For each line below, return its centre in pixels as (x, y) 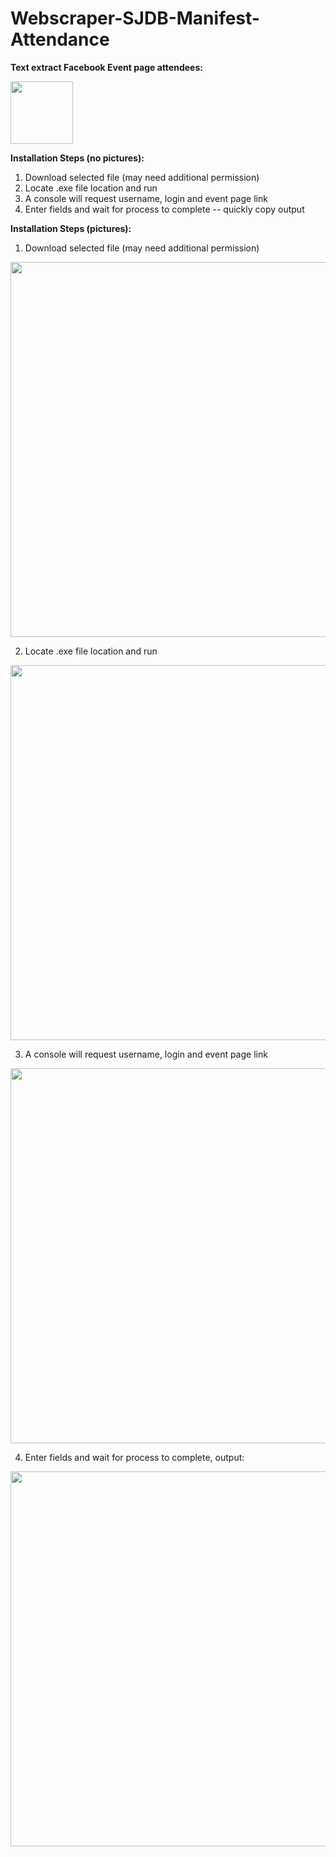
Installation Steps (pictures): (71, 228)
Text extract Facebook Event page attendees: (106, 67)
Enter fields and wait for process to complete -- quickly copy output (164, 209)
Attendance (60, 39)
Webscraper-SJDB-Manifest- (135, 18)
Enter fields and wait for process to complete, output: (134, 1457)
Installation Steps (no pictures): (77, 158)
